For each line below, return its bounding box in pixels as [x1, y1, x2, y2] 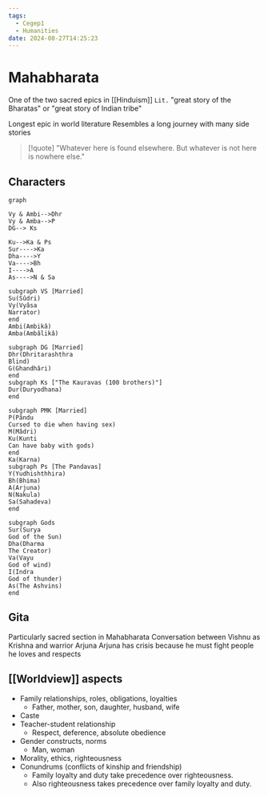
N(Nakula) [8, 491, 42, 499]
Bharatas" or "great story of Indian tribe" [8, 103, 142, 113]
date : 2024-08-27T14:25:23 [8, 34, 98, 42]
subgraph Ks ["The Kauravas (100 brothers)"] [8, 378, 162, 386]
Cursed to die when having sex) [8, 421, 116, 429]
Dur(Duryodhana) [8, 386, 62, 394]
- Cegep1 [15, 19, 45, 27]
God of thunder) [8, 575, 62, 583]
